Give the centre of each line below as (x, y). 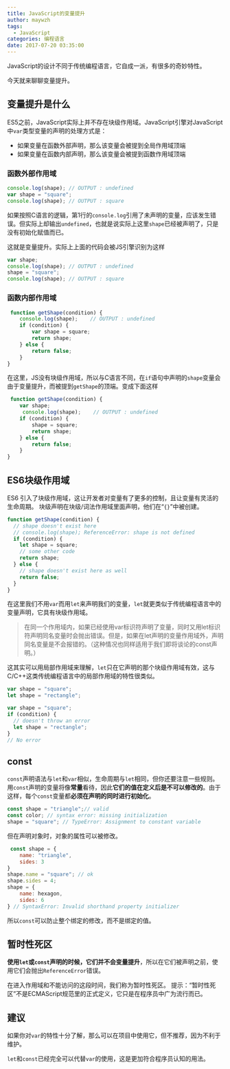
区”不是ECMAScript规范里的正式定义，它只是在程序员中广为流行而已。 (107, 994)
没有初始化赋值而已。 (37, 232)
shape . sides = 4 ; (32, 881)
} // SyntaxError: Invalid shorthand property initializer (93, 906)
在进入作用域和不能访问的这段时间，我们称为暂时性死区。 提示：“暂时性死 (112, 985)
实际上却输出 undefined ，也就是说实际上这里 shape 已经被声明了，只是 (122, 224)
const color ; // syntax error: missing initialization (87, 816)
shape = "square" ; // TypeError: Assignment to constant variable (104, 822)
